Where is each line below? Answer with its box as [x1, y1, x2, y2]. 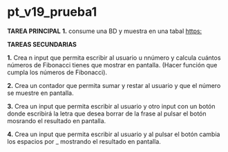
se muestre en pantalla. [7, 89, 74, 97]
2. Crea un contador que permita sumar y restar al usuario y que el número [7, 81, 221, 89]
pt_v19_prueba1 [7, 4, 97, 20]
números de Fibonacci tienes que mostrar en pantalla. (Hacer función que [7, 61, 218, 69]
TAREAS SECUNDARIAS [7, 40, 77, 48]
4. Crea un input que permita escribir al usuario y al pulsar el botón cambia [7, 130, 220, 138]
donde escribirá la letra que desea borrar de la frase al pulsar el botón [7, 109, 207, 118]
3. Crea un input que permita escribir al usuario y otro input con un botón [7, 102, 216, 110]
